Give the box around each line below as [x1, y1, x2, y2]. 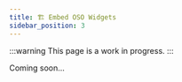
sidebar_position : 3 [9, 21, 86, 30]
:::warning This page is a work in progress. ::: [9, 45, 175, 56]
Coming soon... [9, 63, 65, 73]
